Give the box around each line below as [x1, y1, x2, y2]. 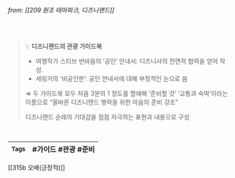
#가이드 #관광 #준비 [31, 144, 95, 154]
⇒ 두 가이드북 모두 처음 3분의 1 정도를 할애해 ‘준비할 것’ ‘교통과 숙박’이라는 [24, 89, 228, 98]
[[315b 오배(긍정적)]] [8, 163, 66, 172]
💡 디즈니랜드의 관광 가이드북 [24, 42, 102, 51]
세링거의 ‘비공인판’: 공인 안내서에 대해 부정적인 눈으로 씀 [35, 75, 188, 83]
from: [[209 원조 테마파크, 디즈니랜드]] [8, 6, 115, 14]
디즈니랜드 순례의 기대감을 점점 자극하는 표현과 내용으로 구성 [24, 113, 190, 121]
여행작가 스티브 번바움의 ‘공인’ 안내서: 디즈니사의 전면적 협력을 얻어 [35, 57, 218, 66]
